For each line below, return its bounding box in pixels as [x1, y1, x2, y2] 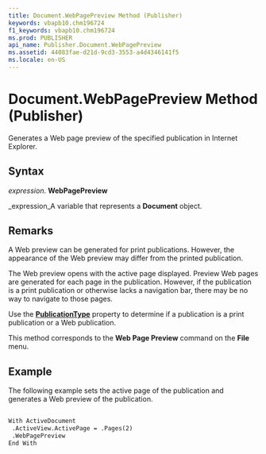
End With [8, 439, 37, 447]
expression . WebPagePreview [8, 186, 108, 195]
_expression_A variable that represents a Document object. [8, 201, 202, 210]
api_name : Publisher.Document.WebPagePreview [8, 41, 161, 49]
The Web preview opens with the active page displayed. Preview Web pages [8, 269, 259, 279]
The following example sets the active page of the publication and [8, 386, 224, 395]
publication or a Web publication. [8, 318, 117, 328]
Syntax [8, 164, 44, 179]
